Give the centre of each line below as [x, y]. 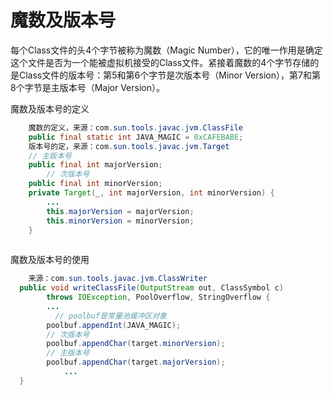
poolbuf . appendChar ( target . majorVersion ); [136, 362]
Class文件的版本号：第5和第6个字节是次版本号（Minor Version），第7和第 [169, 75]
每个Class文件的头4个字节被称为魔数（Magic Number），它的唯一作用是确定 [166, 50]
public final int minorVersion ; [95, 184]
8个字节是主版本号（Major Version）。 [87, 87]
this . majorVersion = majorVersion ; [120, 211]
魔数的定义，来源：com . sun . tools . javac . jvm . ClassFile [135, 127]
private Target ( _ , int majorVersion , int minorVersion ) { [151, 193]
